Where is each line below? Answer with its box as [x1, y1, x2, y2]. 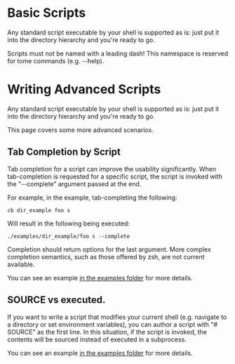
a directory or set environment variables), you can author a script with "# [7, 320, 218, 328]
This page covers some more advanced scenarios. [7, 125, 154, 134]
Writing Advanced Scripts [7, 82, 161, 98]
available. [7, 260, 35, 268]
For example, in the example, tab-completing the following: [7, 193, 177, 202]
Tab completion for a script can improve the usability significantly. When [7, 164, 216, 173]
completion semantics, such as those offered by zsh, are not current [7, 252, 205, 261]
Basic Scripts [7, 5, 86, 21]
